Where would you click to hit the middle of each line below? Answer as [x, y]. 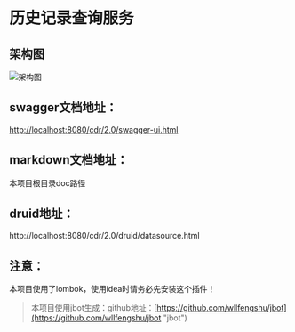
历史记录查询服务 [72, 18]
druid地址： [42, 214]
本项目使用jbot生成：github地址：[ [94, 308]
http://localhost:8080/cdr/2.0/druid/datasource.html [104, 236]
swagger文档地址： [64, 108]
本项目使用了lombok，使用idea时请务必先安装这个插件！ [112, 289]
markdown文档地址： [69, 160]
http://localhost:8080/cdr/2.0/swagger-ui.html [94, 129]
